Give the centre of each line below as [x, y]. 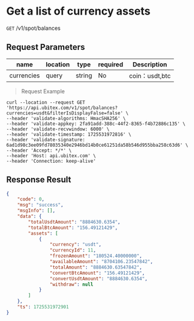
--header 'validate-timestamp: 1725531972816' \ [69, 134]
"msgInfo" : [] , [36, 211]
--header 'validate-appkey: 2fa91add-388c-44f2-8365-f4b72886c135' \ [96, 124]
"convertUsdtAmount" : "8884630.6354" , [99, 278]
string [84, 76]
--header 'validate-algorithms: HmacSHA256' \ [66, 118]
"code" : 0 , [31, 199]
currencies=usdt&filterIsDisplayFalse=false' [65, 113]
